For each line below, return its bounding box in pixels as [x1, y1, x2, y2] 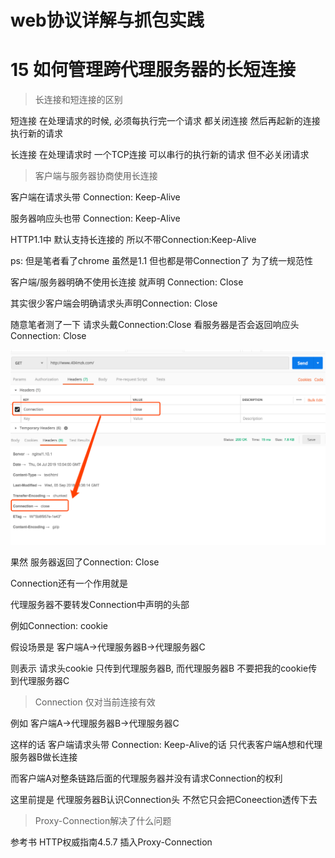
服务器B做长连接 [10, 751, 78, 763]
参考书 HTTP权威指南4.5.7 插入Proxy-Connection [10, 836, 213, 848]
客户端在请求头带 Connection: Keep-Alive [10, 191, 181, 203]
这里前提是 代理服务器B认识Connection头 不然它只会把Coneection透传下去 [10, 793, 318, 805]
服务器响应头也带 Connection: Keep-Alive [10, 212, 181, 225]
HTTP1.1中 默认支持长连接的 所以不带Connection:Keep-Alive [10, 234, 257, 246]
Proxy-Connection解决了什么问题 [34, 814, 172, 826]
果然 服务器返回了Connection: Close [10, 556, 160, 568]
